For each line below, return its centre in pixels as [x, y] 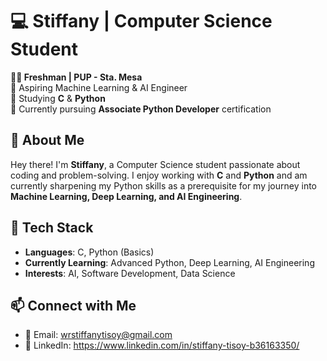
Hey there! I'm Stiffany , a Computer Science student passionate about [155, 164]
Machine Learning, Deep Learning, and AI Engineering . [126, 196]
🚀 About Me [47, 140]
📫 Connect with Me [73, 305]
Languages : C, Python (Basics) [89, 252]
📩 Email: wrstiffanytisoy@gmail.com [98, 335]
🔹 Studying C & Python [58, 98]
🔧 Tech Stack [52, 228]
